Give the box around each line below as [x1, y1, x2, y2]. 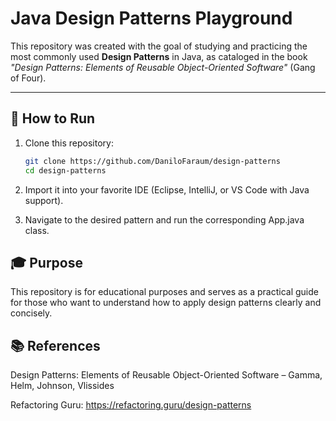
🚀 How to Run [10, 110, 96, 127]
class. [24, 224, 50, 236]
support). [24, 194, 64, 206]
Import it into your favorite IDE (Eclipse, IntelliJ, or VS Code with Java [24, 183, 310, 196]
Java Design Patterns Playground [10, 7, 293, 30]
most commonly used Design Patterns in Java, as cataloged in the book [10, 50, 308, 62]
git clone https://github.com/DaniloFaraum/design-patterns [24, 156, 281, 166]
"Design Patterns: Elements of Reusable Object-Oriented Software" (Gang [10, 61, 316, 73]
